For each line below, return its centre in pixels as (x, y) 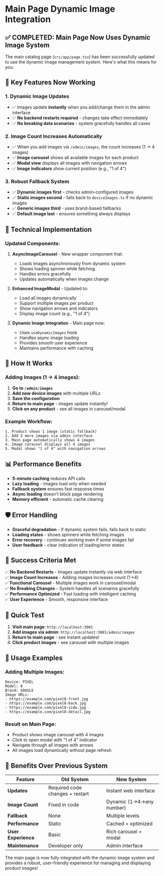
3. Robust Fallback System (37, 181)
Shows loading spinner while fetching (57, 268)
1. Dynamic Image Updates (37, 96)
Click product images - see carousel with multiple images (71, 642)
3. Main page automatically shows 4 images (50, 440)
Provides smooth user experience (53, 342)
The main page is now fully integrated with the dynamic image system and (80, 858)
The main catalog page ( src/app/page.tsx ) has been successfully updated (80, 57)
